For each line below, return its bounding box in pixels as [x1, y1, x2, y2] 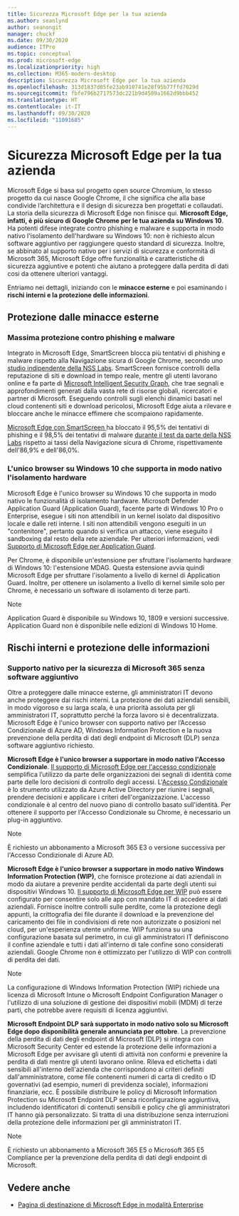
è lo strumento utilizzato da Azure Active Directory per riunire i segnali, [7, 785, 215, 794]
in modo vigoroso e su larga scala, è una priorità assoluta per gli [7, 704, 196, 712]
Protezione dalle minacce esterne [7, 311, 159, 323]
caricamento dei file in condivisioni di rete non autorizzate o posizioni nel [7, 917, 221, 927]
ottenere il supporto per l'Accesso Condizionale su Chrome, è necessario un [7, 808, 231, 817]
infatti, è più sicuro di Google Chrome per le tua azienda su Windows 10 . [7, 216, 224, 225]
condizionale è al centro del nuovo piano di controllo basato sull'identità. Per [7, 800, 231, 809]
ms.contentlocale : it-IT [7, 103, 81, 110]
